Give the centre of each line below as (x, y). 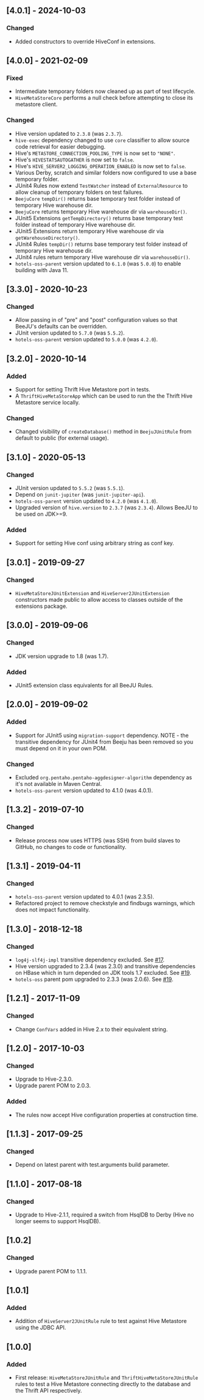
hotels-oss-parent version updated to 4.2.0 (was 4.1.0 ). (86, 501)
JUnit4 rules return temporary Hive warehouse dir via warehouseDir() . (103, 257)
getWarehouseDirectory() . (47, 237)
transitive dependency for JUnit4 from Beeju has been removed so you (104, 742)
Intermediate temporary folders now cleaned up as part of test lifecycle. (105, 91)
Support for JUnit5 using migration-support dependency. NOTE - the (102, 735)
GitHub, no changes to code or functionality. (71, 846)
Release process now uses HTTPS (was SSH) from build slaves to (98, 840)
